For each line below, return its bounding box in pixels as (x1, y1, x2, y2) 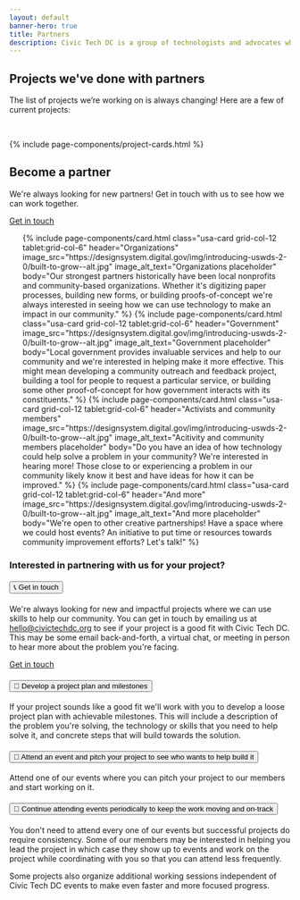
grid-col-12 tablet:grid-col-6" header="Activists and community (41, 403, 276, 414)
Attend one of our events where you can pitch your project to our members (9, 772, 286, 783)
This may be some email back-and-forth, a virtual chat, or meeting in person (9, 632, 290, 643)
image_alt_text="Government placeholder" (114, 337, 271, 348)
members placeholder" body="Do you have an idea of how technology (21, 442, 283, 452)
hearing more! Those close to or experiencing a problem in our (21, 460, 253, 471)
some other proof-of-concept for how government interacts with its (21, 384, 271, 395)
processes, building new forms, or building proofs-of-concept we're (21, 290, 273, 300)
